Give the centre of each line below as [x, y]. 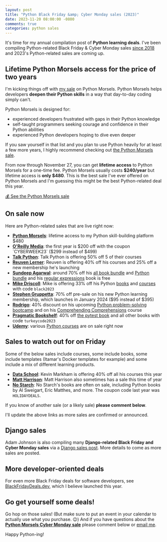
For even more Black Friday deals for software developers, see [70, 481]
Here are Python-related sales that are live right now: [60, 226]
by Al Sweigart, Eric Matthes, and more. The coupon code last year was [86, 390]
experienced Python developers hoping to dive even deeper [74, 135]
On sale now [25, 214]
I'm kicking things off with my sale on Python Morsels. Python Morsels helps [83, 89]
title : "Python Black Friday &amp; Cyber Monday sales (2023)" [72, 15]
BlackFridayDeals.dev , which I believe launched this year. [64, 486]
